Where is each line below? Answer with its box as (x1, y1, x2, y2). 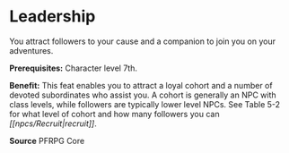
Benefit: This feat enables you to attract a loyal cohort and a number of (9, 80, 273, 90)
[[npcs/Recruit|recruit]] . (9, 118, 97, 129)
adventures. (9, 45, 54, 55)
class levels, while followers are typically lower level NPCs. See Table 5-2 (9, 98, 281, 109)
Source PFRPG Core (9, 135, 85, 146)
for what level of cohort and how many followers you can (9, 108, 220, 119)
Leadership (9, 6, 96, 27)
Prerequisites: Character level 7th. (9, 63, 137, 73)
